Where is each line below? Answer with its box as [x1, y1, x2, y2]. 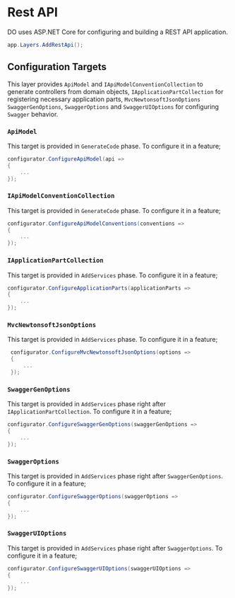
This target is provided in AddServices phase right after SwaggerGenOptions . [7, 471, 224, 480]
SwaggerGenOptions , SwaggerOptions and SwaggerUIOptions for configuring [7, 102, 219, 110]
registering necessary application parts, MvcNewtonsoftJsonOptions [7, 95, 201, 103]
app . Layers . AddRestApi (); [7, 41, 83, 48]
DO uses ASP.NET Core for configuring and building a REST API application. [7, 28, 228, 36]
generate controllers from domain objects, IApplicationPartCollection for [7, 87, 224, 96]
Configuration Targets [7, 61, 107, 73]
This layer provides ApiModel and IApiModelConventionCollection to [7, 79, 203, 88]
